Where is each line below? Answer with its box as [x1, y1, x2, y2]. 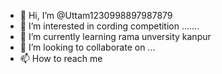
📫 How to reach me [19, 53, 103, 64]
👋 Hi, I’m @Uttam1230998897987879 [19, 10, 173, 21]
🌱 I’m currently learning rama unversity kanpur [19, 31, 212, 42]
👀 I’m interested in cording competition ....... [19, 20, 200, 32]
